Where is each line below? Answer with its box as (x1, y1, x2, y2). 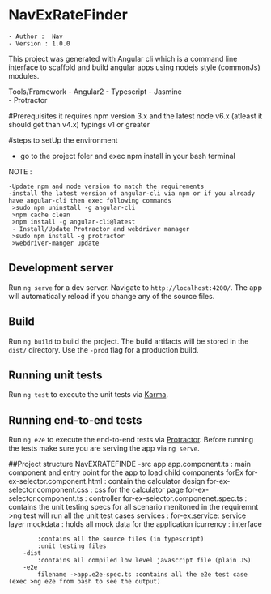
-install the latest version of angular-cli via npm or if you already (8, 189, 255, 198)
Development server (8, 261, 114, 275)
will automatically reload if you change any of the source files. (8, 291, 215, 301)
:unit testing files (37, 542, 107, 550)
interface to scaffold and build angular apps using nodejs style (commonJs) (8, 62, 260, 72)
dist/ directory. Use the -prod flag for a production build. (8, 344, 199, 354)
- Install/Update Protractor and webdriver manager (11, 224, 190, 233)
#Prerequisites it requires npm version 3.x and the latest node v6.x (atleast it (8, 111, 263, 121)
